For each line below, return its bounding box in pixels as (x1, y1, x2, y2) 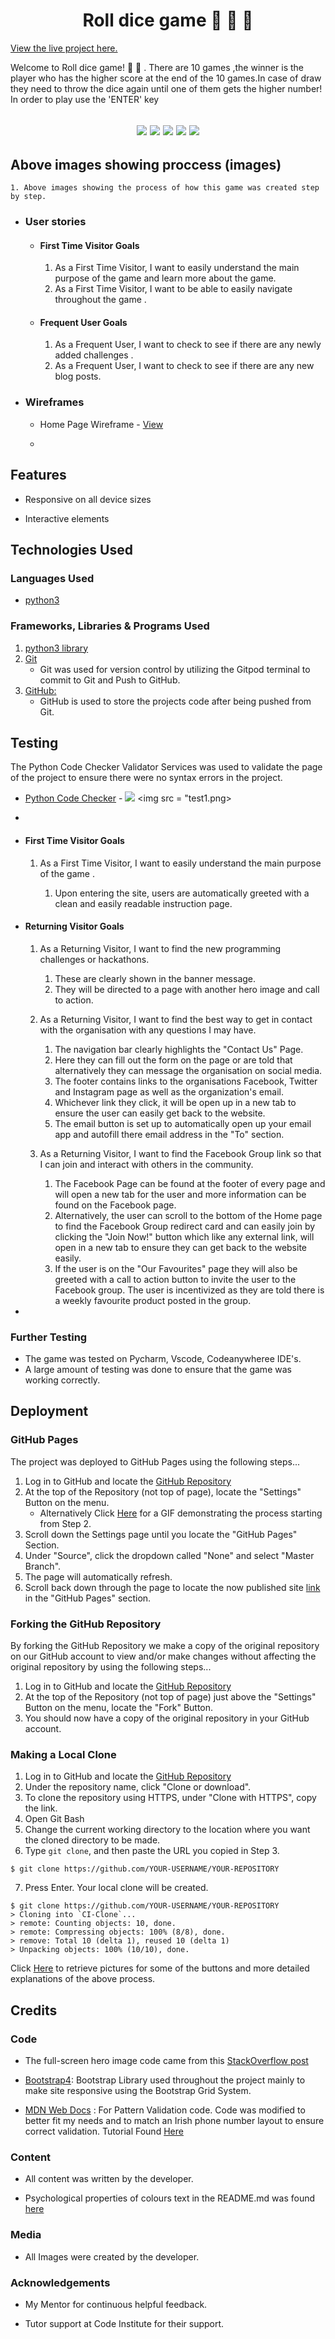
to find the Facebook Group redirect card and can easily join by (54, 1220, 316, 1232)
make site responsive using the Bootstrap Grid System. (24, 2085, 252, 2097)
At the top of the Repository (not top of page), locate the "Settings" (24, 1485, 302, 1498)
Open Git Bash (24, 1813, 85, 1825)
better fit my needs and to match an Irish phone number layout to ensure (24, 2115, 325, 2127)
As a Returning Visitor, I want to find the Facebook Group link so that (39, 1147, 322, 1159)
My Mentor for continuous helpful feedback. (24, 2298, 208, 2310)
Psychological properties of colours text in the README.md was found (24, 2192, 316, 2204)
